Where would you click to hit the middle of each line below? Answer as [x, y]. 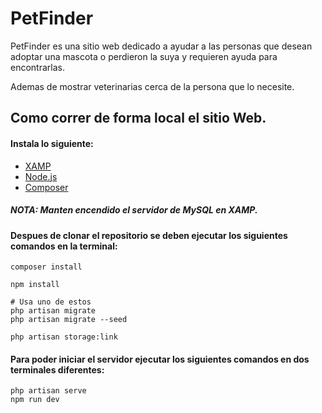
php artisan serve [48, 391]
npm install [35, 285]
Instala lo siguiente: [52, 143]
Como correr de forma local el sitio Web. [138, 118]
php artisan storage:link [64, 337]
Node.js [41, 176]
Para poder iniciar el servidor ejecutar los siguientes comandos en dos [160, 359]
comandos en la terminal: [64, 246]
